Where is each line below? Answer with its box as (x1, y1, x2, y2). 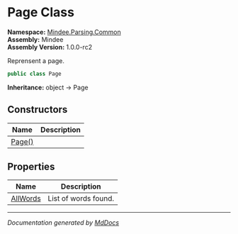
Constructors (7, 104, 68, 116)
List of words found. (47, 194, 115, 204)
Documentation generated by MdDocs (7, 218, 119, 227)
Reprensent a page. (7, 56, 65, 65)
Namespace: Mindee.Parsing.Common (7, 28, 122, 36)
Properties (7, 161, 55, 173)
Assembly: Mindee (7, 35, 64, 43)
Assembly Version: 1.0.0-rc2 (7, 43, 93, 51)
